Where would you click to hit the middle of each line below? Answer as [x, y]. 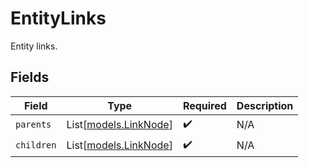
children [36, 145]
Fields [30, 77]
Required [204, 105]
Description [265, 105]
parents [33, 125]
